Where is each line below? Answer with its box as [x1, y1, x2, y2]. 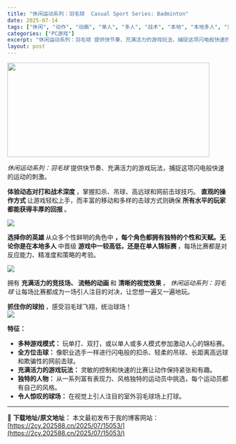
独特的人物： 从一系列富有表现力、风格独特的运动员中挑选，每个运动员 [17, 374, 223, 383]
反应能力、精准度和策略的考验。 [7, 251, 100, 259]
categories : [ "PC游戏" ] [7, 30, 75, 37]
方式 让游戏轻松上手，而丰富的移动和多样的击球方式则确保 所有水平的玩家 [13, 196, 226, 204]
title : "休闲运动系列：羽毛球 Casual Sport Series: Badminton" [7, 10, 189, 18]
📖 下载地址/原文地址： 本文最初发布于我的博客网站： [7, 414, 159, 422]
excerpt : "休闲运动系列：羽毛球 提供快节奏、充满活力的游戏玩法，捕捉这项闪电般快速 [7, 37, 225, 44]
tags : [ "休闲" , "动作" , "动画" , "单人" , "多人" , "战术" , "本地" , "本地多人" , [7, 23, 221, 30]
